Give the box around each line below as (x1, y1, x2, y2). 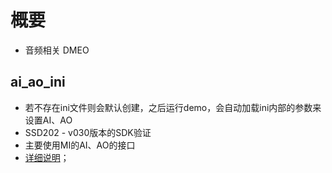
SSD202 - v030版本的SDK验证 (24, 126, 152, 138)
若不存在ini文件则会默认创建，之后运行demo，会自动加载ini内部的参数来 (24, 101, 322, 113)
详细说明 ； (24, 151, 70, 163)
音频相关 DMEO (24, 44, 90, 56)
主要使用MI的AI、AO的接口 (24, 139, 136, 151)
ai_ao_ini (10, 74, 66, 91)
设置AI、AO (24, 114, 73, 126)
